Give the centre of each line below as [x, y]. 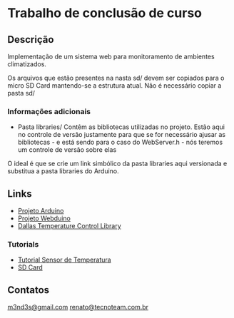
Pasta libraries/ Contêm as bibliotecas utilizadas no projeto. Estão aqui [121, 127]
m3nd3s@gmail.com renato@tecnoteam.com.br [78, 307]
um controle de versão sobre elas [67, 150]
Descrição [31, 40]
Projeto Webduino [44, 218]
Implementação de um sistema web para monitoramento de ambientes [111, 56]
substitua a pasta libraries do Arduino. [63, 171]
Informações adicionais [49, 111]
